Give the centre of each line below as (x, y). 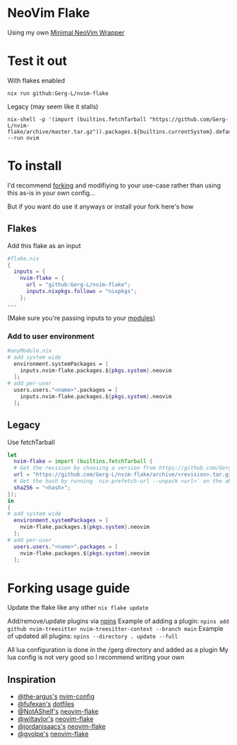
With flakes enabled (36, 80)
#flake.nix (23, 259)
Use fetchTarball (31, 442)
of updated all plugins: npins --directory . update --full (93, 636)
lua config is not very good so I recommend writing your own (96, 658)
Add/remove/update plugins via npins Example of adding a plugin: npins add (118, 621)
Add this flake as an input (44, 245)
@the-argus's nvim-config (56, 696)
